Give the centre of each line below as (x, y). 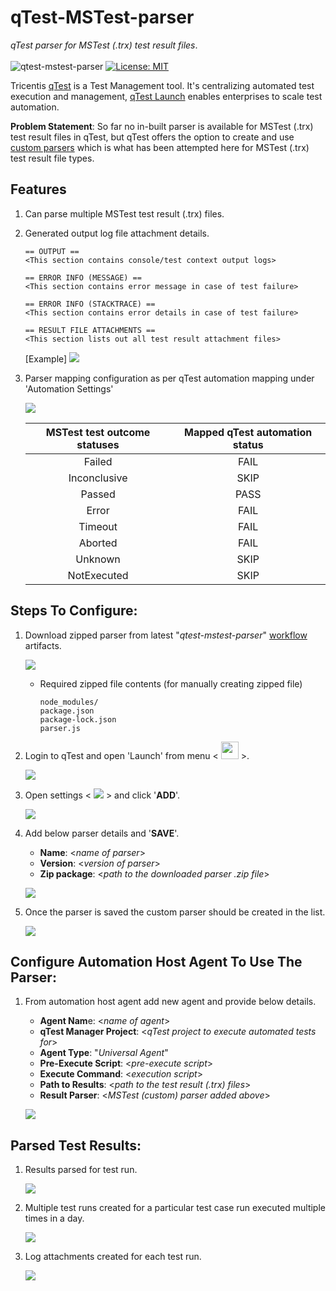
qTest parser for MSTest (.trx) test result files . (104, 45)
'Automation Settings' (69, 388)
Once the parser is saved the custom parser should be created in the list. (175, 912)
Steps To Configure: (74, 611)
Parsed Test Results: (76, 1145)
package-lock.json (78, 719)
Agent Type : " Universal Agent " (104, 1053)
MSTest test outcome (98, 432)
